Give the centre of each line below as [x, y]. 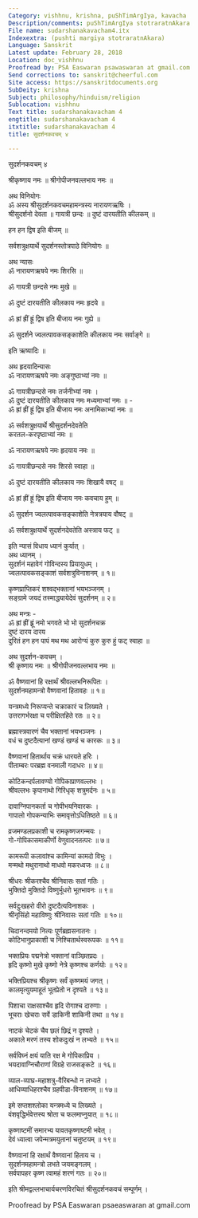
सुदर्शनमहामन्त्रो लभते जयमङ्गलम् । [53, 1164]
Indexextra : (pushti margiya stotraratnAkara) [87, 38]
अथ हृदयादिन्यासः [30, 366]
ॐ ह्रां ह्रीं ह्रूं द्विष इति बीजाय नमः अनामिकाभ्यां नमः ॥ [70, 409]
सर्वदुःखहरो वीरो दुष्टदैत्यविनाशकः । [52, 905]
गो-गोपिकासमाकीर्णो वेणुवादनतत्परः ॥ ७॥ [59, 840]
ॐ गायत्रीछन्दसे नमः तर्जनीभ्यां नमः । [53, 391]
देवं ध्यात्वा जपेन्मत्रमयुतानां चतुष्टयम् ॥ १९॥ [62, 1139]
